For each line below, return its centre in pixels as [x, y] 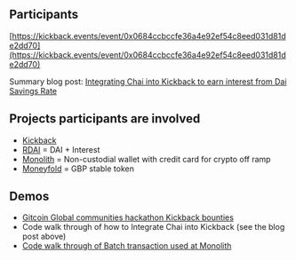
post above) [44, 236]
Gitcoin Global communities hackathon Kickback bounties [128, 217]
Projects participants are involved [105, 119]
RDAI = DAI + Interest [61, 149]
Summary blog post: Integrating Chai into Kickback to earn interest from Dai [148, 81]
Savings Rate [33, 91]
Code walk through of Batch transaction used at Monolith [127, 246]
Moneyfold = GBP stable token [78, 169]
